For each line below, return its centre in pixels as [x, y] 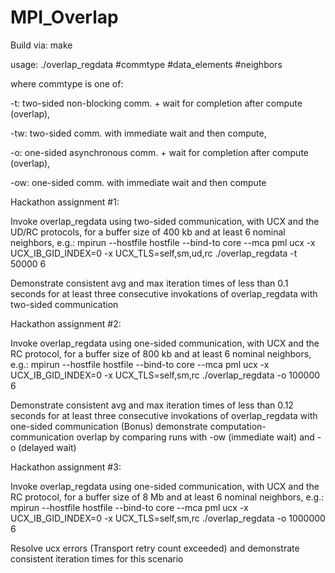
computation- [238, 426]
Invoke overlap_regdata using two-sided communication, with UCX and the [165, 221]
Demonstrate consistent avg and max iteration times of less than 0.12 [152, 405]
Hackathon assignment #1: [65, 202]
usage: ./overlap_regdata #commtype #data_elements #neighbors [146, 64]
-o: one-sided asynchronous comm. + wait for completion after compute [160, 152]
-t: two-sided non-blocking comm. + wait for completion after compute [156, 103]
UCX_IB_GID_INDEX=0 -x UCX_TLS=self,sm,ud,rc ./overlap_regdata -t [154, 253]
